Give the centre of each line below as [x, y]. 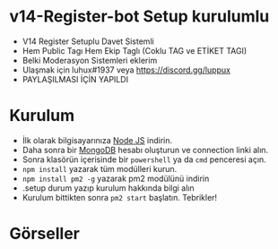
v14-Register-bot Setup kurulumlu [139, 17]
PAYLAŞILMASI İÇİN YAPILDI [75, 79]
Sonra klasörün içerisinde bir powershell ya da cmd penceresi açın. [144, 159]
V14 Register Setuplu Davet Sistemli [88, 41]
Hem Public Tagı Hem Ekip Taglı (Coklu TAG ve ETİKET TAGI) [135, 50]
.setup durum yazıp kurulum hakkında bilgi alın [108, 188]
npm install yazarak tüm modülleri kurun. [100, 168]
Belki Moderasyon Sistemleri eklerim [90, 60]
